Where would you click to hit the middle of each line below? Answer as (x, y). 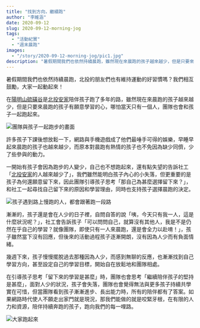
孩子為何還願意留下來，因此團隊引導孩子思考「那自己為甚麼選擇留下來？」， (99, 181)
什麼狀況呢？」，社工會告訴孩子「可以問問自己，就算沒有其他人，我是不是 (96, 222)
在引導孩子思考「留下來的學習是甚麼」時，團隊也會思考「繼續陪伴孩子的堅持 (100, 276)
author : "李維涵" (26, 17)
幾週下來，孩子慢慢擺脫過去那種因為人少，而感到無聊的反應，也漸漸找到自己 (100, 257)
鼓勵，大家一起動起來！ (35, 86)
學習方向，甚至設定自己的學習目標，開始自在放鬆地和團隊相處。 (84, 264)
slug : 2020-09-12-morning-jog (44, 28)
